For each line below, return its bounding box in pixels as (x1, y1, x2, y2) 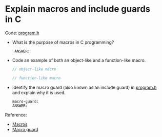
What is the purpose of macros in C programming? (12, 39, 114, 45)
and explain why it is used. (12, 89, 66, 96)
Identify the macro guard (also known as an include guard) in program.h (12, 84, 157, 90)
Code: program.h (5, 30, 40, 36)
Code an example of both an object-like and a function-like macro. (12, 57, 146, 63)
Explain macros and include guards (5, 3, 150, 15)
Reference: (5, 112, 27, 117)
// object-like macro (12, 67, 56, 72)
